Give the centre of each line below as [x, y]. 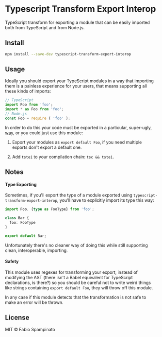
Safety [12, 262]
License [17, 318]
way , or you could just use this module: [44, 133]
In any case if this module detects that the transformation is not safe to [76, 297]
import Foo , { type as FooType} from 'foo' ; [50, 209]
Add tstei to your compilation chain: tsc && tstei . [63, 157]
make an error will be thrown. [34, 302]
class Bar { [17, 218]
